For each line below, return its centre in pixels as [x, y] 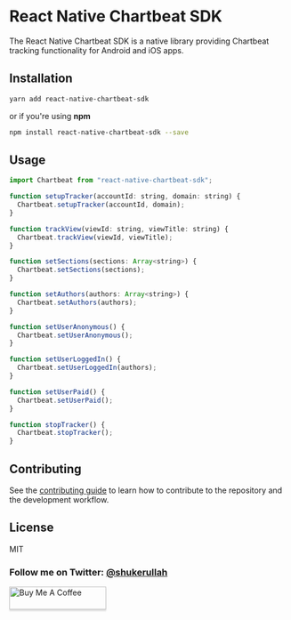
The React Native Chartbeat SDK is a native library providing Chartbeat [139, 41]
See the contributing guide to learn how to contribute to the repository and [146, 490]
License [32, 528]
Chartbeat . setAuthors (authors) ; [77, 302]
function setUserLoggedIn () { [65, 359]
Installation [41, 79]
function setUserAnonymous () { [67, 326]
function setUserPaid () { [57, 392]
